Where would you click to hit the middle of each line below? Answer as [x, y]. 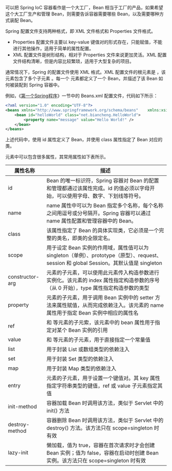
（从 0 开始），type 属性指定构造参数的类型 [98, 288]
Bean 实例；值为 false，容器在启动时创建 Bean [102, 453]
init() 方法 [58, 411]
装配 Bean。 [23, 20]
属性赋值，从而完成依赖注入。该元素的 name [110, 305]
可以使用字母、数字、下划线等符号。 [100, 196]
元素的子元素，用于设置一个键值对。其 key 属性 [103, 378]
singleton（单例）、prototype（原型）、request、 [104, 256]
